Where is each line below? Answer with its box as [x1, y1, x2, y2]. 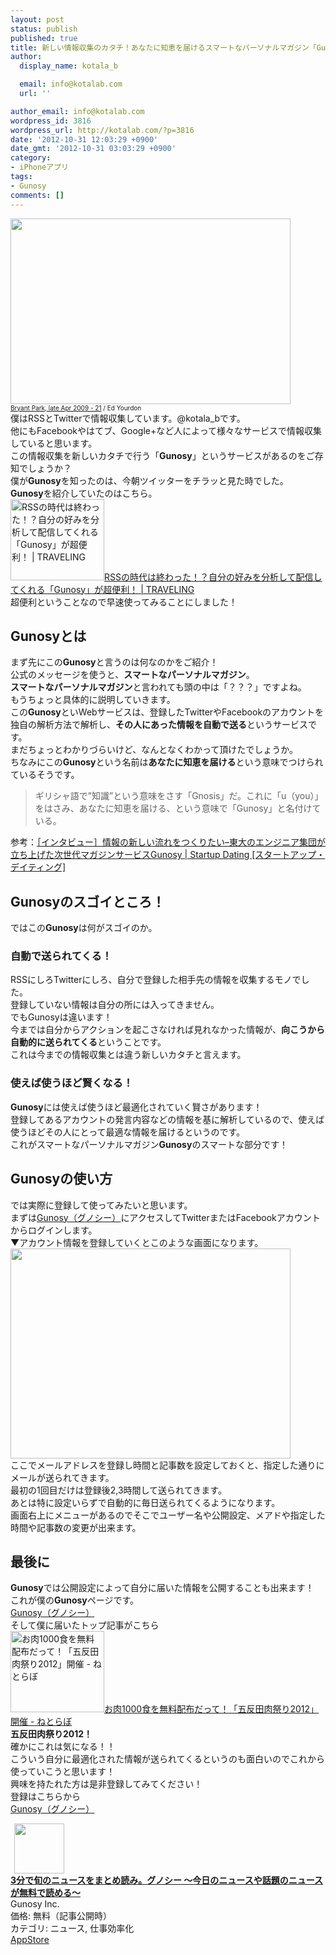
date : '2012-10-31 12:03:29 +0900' [10, 134, 159, 145]
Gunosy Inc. [10, 1898, 60, 1910]
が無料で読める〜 [10, 1887, 81, 1899]
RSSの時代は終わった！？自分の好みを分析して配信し [104, 571, 323, 583]
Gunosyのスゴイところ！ [10, 893, 166, 910]
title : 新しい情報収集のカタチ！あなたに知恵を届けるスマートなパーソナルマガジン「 [10, 42, 317, 53]
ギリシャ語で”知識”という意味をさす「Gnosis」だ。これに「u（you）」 [34, 790, 324, 802]
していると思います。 [10, 437, 98, 449]
